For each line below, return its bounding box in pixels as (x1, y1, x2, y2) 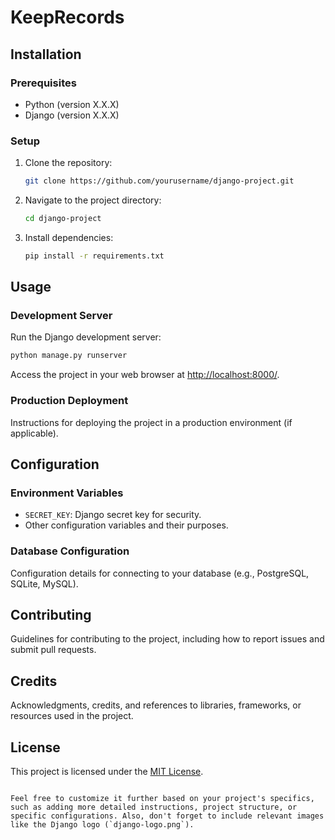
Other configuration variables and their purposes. (24, 519, 229, 531)
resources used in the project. (10, 710, 134, 722)
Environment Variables (10, 486, 124, 500)
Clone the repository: (24, 157, 113, 169)
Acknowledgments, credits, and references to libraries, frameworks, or (10, 699, 302, 711)
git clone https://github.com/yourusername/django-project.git (24, 176, 295, 186)
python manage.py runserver (10, 351, 128, 361)
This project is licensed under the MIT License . (10, 766, 204, 778)
